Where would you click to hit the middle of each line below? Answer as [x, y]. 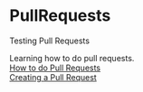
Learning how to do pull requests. [72, 58]
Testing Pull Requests [50, 41]
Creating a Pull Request [53, 77]
